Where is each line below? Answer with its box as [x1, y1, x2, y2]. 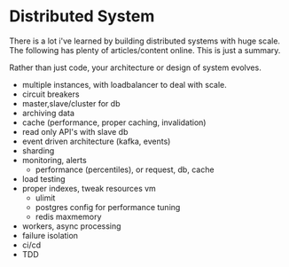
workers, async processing [21, 220, 121, 232]
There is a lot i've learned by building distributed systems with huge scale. [9, 35, 281, 46]
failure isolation [21, 230, 78, 240]
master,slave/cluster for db [21, 98, 121, 108]
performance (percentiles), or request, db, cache [35, 164, 215, 175]
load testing [21, 173, 66, 184]
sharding [21, 145, 55, 156]
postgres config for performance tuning [35, 201, 181, 212]
